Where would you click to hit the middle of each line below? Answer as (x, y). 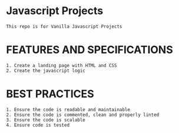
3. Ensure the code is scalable (46, 120)
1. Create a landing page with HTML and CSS (62, 65)
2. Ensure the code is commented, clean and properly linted (83, 115)
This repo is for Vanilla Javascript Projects (64, 26)
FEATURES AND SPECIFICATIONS (90, 50)
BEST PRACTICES (50, 94)
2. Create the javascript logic (46, 71)
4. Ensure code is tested (38, 125)
